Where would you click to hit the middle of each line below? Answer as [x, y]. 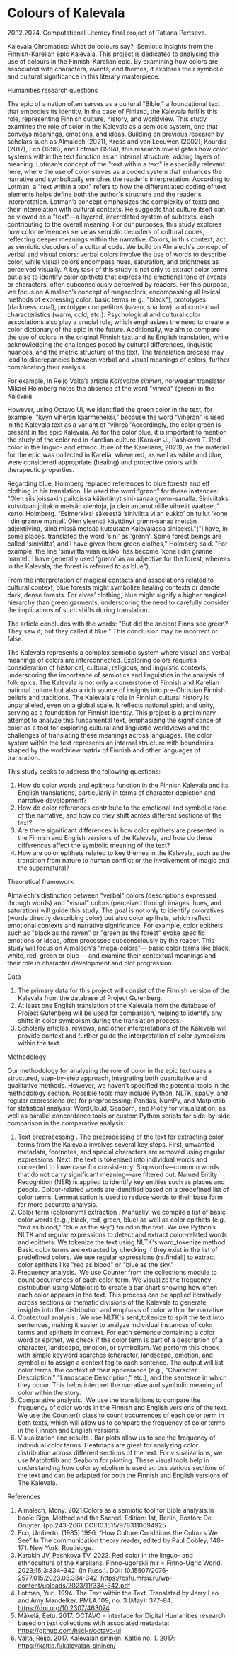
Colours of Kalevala [66, 13]
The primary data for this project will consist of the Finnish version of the [123, 990]
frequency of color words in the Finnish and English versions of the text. [122, 1407]
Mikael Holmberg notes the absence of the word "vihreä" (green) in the [111, 388]
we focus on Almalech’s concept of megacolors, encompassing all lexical [114, 292]
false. [15, 638]
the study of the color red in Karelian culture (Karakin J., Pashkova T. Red [114, 440]
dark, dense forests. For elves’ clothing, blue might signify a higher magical [117, 595]
